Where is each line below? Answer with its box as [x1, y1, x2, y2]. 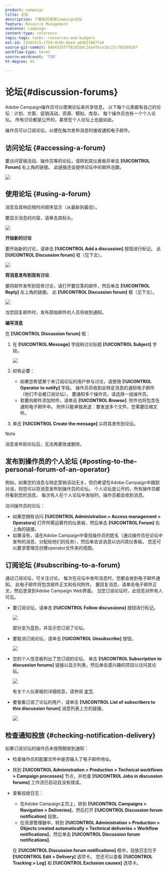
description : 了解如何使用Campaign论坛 [5, 17, 83, 22]
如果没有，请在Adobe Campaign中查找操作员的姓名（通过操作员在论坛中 [12, 532, 163, 538]
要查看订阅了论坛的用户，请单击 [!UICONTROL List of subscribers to [12, 699, 155, 705]
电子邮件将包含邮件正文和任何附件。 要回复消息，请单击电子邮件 [19, 582, 153, 588]
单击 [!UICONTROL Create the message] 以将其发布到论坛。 [12, 420, 139, 426]
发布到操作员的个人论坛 [5, 457, 78, 466]
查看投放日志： [12, 790, 44, 796]
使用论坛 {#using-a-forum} [5, 190, 91, 198]
